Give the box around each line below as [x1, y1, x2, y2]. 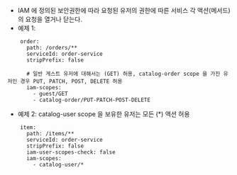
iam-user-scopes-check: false [26, 149, 116, 156]
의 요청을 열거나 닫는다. [17, 15, 83, 23]
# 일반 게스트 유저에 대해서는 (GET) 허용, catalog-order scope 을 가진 [26, 70, 221, 77]
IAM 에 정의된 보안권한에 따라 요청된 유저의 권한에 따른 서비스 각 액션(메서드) [17, 6, 231, 14]
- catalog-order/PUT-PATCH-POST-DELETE [33, 96, 151, 103]
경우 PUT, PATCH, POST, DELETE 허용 [20, 78, 123, 85]
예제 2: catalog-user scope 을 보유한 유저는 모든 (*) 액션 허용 [17, 110, 190, 118]
